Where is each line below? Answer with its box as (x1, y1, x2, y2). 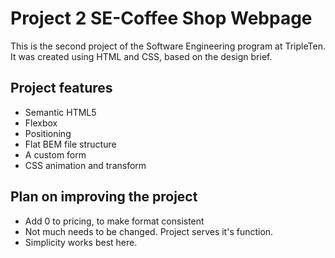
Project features (10, 80, 113, 97)
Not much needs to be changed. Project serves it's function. (24, 225, 274, 237)
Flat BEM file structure (24, 138, 117, 150)
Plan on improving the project (10, 188, 198, 206)
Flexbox (24, 117, 58, 129)
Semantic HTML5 (24, 106, 97, 118)
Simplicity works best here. (24, 236, 138, 248)
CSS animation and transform (24, 159, 147, 171)
